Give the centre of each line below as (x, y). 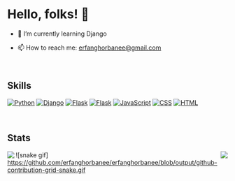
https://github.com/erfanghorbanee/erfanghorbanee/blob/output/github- (113, 162)
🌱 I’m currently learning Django (62, 34)
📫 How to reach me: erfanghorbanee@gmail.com (89, 48)
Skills (19, 86)
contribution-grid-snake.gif (47, 170)
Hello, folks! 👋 (48, 14)
